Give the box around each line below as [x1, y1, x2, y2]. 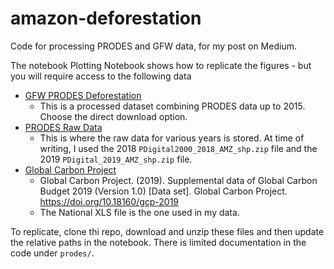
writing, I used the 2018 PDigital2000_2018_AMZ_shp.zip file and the [39, 142, 318, 154]
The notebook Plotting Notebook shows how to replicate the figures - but [10, 59, 312, 71]
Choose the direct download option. [39, 110, 188, 122]
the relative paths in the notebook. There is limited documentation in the [10, 236, 307, 248]
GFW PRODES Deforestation [24, 89, 142, 101]
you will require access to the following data [10, 70, 192, 82]
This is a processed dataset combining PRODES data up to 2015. [39, 100, 306, 112]
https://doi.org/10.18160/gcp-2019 [39, 195, 180, 207]
